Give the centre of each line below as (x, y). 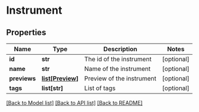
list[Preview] (60, 78)
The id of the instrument (118, 59)
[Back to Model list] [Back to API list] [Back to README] (74, 103)
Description (120, 49)
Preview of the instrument (120, 78)
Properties (26, 32)
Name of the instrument (117, 69)
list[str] (52, 88)
